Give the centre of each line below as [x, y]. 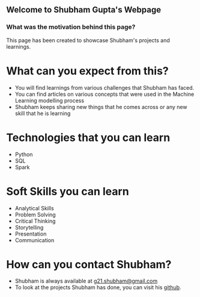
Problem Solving [35, 214]
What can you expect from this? [88, 71]
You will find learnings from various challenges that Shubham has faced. [105, 87]
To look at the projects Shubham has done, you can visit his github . [98, 287]
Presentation [31, 234]
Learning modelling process [50, 100]
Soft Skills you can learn [68, 191]
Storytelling [29, 227]
